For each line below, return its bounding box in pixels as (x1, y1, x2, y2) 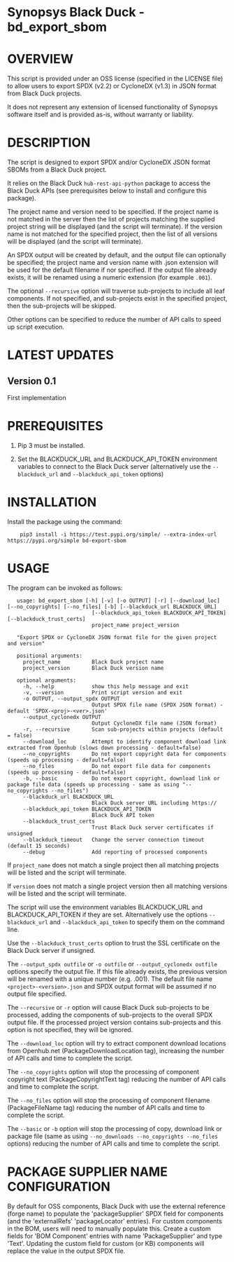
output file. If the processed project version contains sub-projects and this (7, 1017, 221, 1027)
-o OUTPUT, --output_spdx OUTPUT (22, 695, 120, 702)
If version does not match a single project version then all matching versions (7, 882, 228, 890)
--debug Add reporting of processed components (22, 849, 208, 856)
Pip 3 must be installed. (17, 441, 85, 449)
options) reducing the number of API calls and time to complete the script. (7, 1139, 221, 1148)
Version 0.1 (7, 375, 57, 387)
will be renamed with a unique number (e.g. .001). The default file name (7, 975, 213, 983)
